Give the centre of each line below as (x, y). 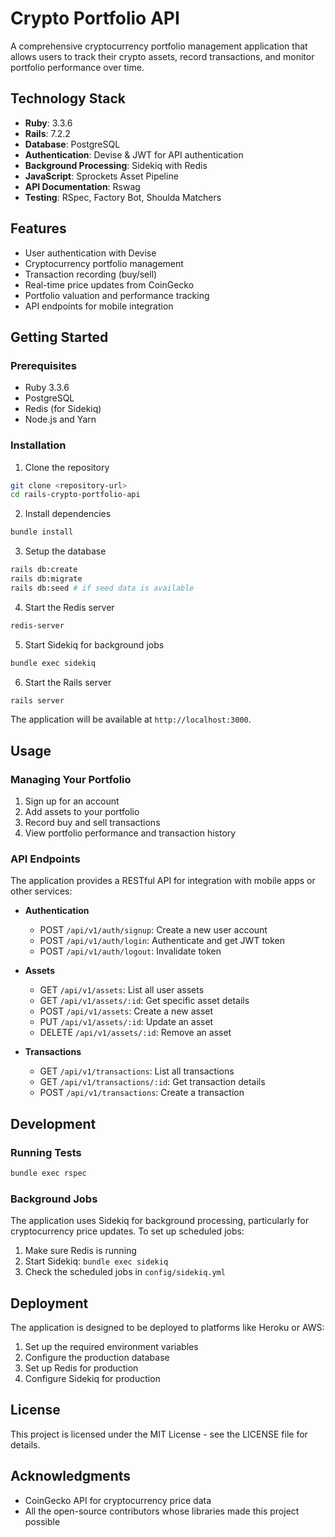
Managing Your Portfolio (71, 779)
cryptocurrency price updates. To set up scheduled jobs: (127, 1231)
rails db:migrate (46, 579)
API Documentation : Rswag (82, 186)
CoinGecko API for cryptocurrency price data (118, 1500)
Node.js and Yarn (60, 419)
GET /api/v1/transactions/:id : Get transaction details (152, 1082)
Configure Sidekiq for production (92, 1379)
